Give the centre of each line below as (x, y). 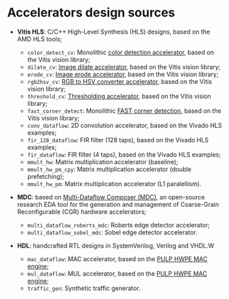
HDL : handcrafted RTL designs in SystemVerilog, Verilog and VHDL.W (116, 245)
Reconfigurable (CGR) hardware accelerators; (82, 212)
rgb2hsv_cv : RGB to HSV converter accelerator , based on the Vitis (120, 81)
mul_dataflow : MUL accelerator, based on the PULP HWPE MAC (117, 274)
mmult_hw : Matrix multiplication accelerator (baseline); (103, 162)
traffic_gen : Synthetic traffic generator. (84, 288)
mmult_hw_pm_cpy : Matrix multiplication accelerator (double (109, 169)
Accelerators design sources (91, 13)
